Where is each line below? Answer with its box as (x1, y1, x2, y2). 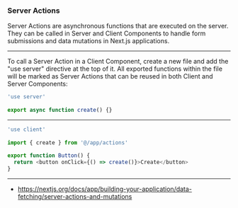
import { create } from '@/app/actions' (7, 139, 129, 146)
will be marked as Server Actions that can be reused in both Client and (7, 72, 213, 81)
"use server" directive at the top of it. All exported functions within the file (7, 64, 223, 73)
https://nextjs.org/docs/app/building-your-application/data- (17, 185, 193, 193)
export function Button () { (7, 152, 91, 159)
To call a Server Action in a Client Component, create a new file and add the (7, 57, 229, 66)
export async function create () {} (7, 107, 113, 114)
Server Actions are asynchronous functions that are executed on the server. (7, 22, 229, 30)
